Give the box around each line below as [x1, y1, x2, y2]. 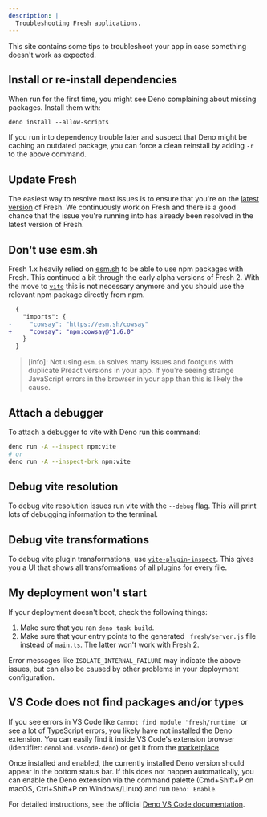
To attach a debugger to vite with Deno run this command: [8, 427, 201, 437]
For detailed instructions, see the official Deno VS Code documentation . [8, 799, 245, 809]
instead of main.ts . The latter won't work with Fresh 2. [19, 640, 200, 650]
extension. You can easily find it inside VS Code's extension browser [8, 734, 235, 743]
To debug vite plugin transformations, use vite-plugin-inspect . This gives [8, 555, 254, 564]
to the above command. [8, 149, 87, 159]
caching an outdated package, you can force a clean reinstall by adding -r [8, 141, 254, 151]
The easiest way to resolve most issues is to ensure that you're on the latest [8, 194, 259, 204]
